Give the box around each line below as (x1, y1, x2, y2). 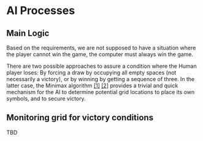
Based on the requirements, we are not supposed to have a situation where (6, 44, 196, 51)
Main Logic (6, 28, 50, 38)
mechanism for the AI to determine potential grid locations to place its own (6, 89, 195, 95)
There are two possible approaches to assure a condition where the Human (6, 62, 197, 70)
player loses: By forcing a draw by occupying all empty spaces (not (6, 69, 177, 76)
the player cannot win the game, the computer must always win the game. (6, 51, 194, 58)
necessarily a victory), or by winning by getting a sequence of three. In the (6, 76, 195, 82)
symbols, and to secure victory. (6, 95, 86, 102)
